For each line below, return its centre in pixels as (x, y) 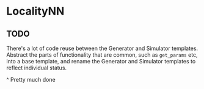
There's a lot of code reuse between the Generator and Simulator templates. (102, 48)
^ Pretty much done (31, 80)
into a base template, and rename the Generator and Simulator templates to (101, 61)
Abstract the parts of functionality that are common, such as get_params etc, (102, 55)
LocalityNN (35, 11)
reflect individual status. (37, 68)
